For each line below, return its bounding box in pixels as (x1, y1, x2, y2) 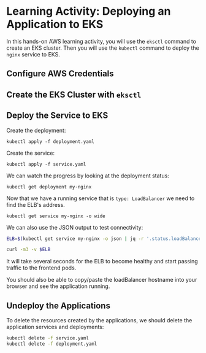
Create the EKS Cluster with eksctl (6, 89, 142, 99)
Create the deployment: (6, 126, 66, 134)
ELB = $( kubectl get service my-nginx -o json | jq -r (6, 235, 144, 242)
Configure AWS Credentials (6, 69, 115, 79)
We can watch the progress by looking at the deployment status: (6, 172, 170, 179)
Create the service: (6, 149, 55, 157)
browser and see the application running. (6, 282, 110, 290)
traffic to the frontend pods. (6, 264, 77, 271)
